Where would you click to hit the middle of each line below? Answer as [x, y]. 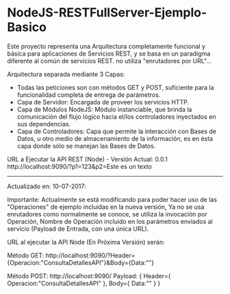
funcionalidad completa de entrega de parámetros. [89, 95]
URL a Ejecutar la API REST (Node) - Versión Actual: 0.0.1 [87, 159]
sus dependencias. [44, 124]
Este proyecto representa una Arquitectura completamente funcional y [106, 46]
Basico [27, 27]
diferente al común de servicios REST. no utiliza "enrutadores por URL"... [110, 60]
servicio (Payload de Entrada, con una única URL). [78, 229]
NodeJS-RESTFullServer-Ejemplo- [107, 13]
